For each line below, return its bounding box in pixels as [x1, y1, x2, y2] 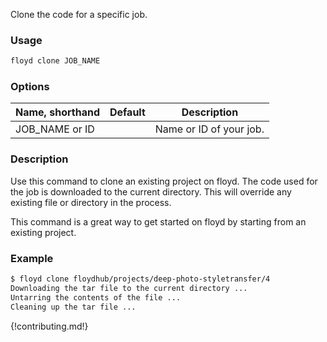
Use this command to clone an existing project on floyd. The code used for [10, 175, 318, 187]
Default [109, 105, 146, 119]
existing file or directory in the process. [10, 196, 172, 208]
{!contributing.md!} [10, 320, 89, 332]
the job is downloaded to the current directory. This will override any [10, 185, 292, 198]
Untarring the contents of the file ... [10, 292, 182, 303]
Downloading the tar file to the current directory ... [10, 283, 248, 293]
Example [10, 251, 54, 265]
